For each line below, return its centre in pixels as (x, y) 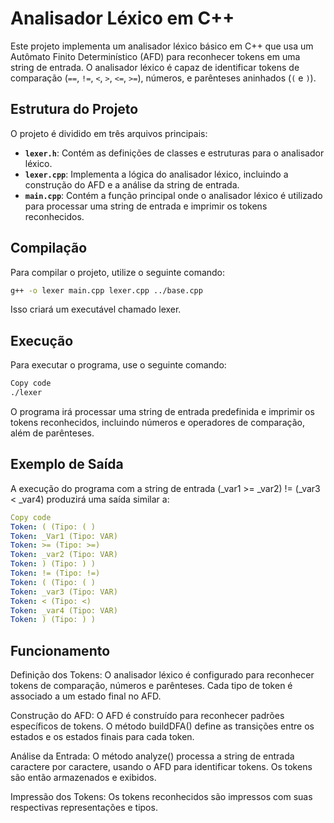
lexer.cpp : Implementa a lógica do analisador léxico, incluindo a (156, 174)
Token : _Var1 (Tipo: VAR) (64, 536)
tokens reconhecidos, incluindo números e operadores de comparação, (157, 422)
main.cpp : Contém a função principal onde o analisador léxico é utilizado (173, 195)
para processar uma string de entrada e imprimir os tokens (146, 206)
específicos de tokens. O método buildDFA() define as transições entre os (162, 726)
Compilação (49, 248)
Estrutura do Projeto (74, 109)
